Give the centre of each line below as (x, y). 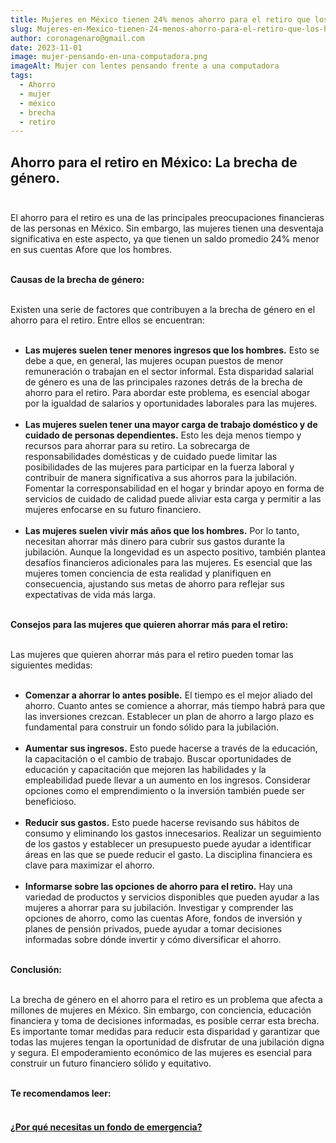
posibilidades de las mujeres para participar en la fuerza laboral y (159, 467)
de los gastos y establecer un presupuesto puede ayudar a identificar (168, 844)
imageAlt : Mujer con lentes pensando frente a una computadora (145, 66)
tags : (21, 76)
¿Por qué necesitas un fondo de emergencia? (106, 1127)
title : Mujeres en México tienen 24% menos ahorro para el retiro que (160, 19)
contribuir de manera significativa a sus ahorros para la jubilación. (161, 478)
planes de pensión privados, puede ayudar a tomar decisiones (153, 929)
